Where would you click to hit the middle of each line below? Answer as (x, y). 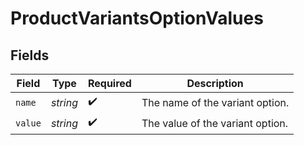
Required (109, 83)
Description (215, 83)
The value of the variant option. (215, 123)
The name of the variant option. (215, 102)
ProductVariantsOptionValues (137, 18)
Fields (30, 55)
